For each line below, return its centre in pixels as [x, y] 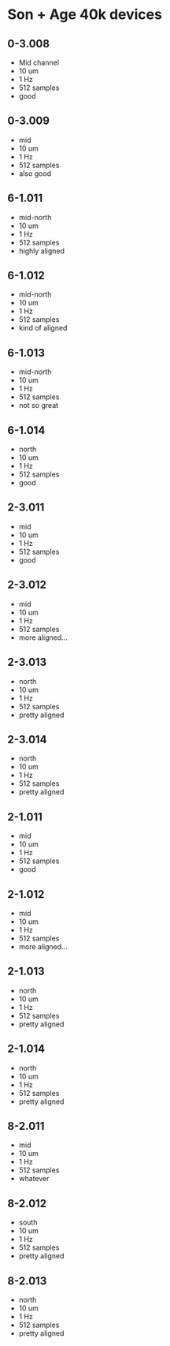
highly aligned [41, 251]
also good [35, 173]
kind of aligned [43, 328]
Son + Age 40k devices [85, 15]
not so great [39, 406]
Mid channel [39, 62]
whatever [34, 1179]
